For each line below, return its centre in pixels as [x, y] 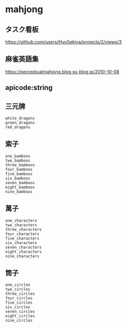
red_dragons [18, 127]
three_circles [20, 294]
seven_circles [20, 312]
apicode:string [29, 88]
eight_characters [24, 252]
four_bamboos [19, 169]
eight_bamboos [20, 187]
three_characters [24, 229]
